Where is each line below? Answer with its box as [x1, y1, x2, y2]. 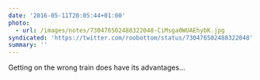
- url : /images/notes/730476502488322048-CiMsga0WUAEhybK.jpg [15, 26, 225, 34]
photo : [8, 19, 30, 27]
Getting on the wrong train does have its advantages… [8, 63, 185, 72]
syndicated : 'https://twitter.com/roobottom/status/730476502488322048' [8, 33, 254, 42]
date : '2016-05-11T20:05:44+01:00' [8, 11, 126, 20]
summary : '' [8, 41, 48, 49]
